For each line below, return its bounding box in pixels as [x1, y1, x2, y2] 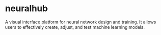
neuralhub [5, 3, 48, 14]
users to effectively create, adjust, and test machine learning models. [5, 24, 145, 30]
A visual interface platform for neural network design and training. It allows [5, 19, 156, 25]
